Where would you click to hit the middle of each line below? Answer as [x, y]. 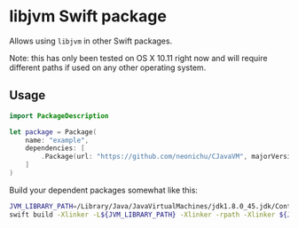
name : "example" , [57, 140]
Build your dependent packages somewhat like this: [103, 190]
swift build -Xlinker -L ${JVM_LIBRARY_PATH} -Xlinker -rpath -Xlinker [142, 215]
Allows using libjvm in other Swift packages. [91, 41]
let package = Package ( [53, 132]
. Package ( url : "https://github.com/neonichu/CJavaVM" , [145, 157]
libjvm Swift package [88, 16]
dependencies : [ [55, 148]
